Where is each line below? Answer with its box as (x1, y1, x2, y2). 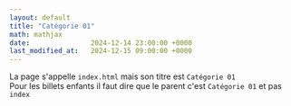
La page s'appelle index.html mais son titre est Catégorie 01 (9, 71, 236, 82)
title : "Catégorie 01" (9, 22, 95, 31)
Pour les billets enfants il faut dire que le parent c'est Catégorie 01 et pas (9, 81, 283, 92)
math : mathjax (9, 30, 63, 39)
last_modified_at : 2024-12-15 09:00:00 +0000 (9, 47, 193, 56)
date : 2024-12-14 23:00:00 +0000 (9, 38, 193, 48)
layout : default (9, 13, 71, 22)
